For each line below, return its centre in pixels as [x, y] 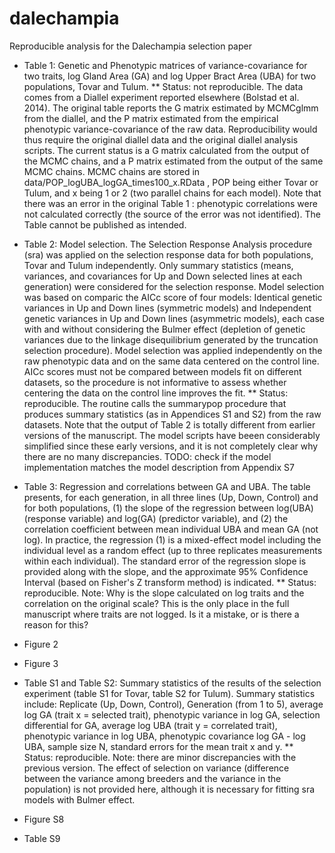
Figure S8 [44, 819]
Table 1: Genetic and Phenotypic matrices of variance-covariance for [165, 65]
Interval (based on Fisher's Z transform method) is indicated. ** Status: [170, 582]
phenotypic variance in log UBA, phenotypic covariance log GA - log [164, 736]
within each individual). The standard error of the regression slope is [165, 561]
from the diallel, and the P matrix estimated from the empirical [151, 118]
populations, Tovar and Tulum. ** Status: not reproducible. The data [163, 86]
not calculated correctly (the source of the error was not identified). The [172, 214]
